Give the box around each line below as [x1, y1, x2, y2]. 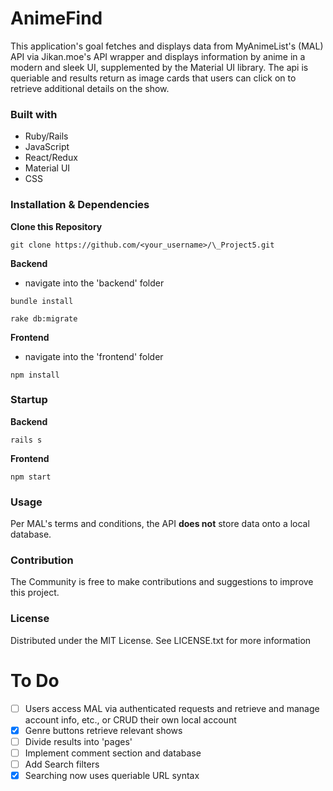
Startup [10, 393, 48, 407]
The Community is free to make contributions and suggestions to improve [10, 576, 314, 588]
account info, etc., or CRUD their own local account [24, 713, 237, 726]
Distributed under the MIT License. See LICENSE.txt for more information [10, 634, 312, 646]
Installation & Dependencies [10, 198, 150, 212]
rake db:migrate [10, 313, 78, 324]
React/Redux [24, 152, 78, 164]
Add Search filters [24, 758, 100, 770]
